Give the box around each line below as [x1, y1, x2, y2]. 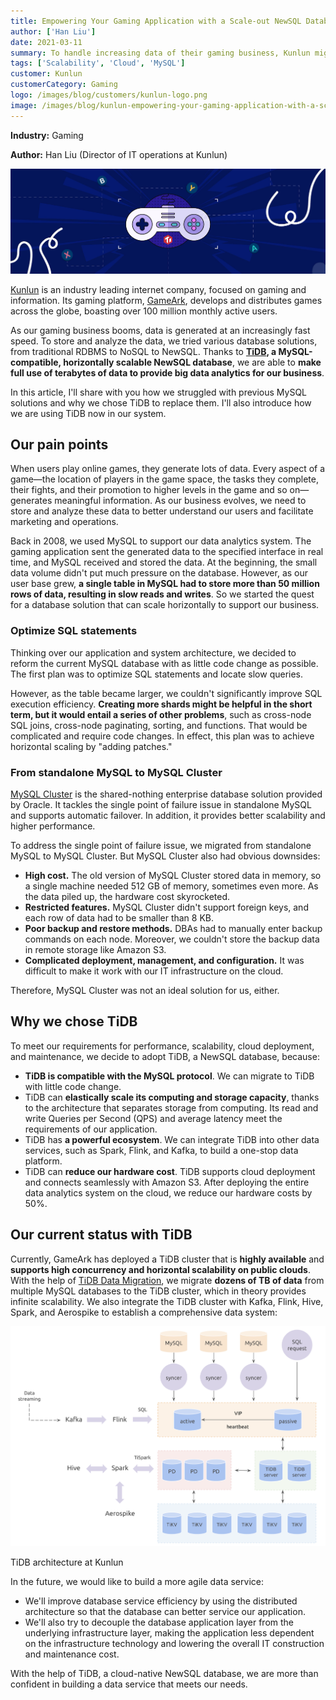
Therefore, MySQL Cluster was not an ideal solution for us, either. [10, 985, 280, 997]
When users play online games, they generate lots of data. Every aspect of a [10, 463, 326, 475]
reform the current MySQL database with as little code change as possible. [10, 657, 319, 669]
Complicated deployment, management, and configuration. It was [24, 955, 305, 967]
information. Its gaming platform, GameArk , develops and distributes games [10, 294, 323, 306]
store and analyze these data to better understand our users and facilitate [10, 505, 314, 517]
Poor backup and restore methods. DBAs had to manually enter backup [24, 923, 323, 935]
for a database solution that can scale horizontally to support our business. [10, 599, 320, 611]
